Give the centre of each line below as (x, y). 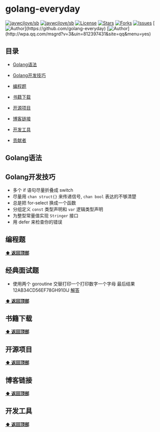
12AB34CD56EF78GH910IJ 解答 (46, 290)
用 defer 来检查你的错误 (37, 222)
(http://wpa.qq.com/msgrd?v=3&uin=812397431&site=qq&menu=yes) (78, 34)
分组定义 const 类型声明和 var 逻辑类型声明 (58, 209)
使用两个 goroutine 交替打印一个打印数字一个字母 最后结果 (74, 284)
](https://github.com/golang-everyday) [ (67, 28)
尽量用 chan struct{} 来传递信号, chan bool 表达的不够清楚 (74, 196)
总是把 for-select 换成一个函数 (44, 202)
